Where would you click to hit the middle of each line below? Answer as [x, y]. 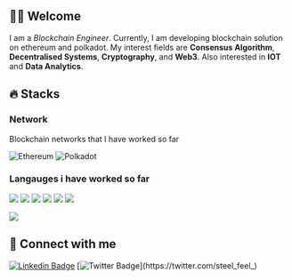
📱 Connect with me [63, 244]
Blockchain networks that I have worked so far [94, 139]
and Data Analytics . [46, 66]
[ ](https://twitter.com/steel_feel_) [167, 265]
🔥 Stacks [35, 94]
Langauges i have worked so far [80, 179]
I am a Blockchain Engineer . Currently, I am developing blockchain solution [146, 37]
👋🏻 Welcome [45, 16]
